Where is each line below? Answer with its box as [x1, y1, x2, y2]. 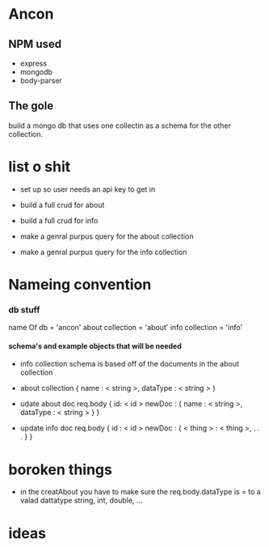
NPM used [8, 37, 62, 51]
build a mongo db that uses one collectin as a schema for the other [8, 121, 232, 130]
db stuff [8, 304, 40, 316]
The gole [8, 99, 54, 113]
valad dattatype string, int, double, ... [19, 495, 143, 506]
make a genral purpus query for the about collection [19, 231, 194, 241]
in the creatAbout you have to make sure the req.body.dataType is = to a [19, 487, 261, 497]
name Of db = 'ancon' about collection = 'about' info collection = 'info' [8, 323, 243, 333]
